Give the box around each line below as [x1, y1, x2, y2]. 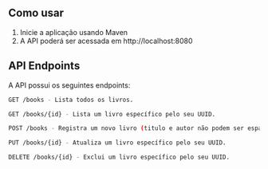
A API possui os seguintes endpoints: [8, 80, 131, 90]
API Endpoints [8, 59, 81, 73]
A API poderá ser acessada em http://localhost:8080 [19, 36, 193, 45]
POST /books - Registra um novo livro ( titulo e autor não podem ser [8, 124, 245, 132]
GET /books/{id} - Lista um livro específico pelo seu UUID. [8, 110, 216, 118]
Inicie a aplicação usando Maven [19, 27, 128, 37]
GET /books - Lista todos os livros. [8, 96, 134, 104]
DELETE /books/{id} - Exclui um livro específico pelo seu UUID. [8, 153, 230, 162]
